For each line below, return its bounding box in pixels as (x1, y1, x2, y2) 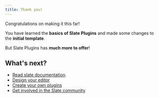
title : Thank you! (5, 7, 43, 12)
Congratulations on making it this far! (5, 21, 80, 26)
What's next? (5, 59, 47, 68)
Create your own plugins (12, 82, 62, 88)
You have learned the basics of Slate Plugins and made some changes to (5, 30, 154, 36)
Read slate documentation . (12, 72, 67, 78)
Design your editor (12, 77, 50, 83)
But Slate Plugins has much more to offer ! (5, 45, 90, 50)
